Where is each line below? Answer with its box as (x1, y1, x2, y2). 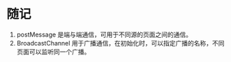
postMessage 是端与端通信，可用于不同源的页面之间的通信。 (16, 30, 193, 39)
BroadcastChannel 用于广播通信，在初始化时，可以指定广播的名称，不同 (16, 39, 225, 47)
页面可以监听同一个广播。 (16, 48, 91, 56)
